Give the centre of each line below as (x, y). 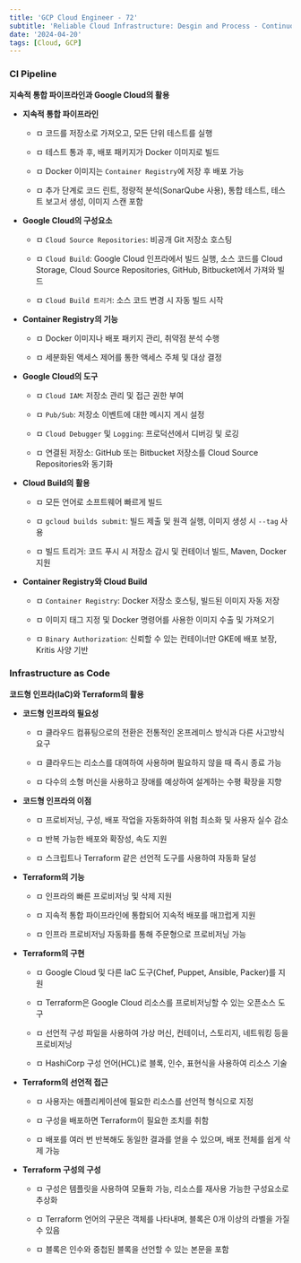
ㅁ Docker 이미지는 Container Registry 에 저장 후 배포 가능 (140, 170)
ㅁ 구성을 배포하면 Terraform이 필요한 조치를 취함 (122, 1120)
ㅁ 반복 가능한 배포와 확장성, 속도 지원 (101, 839)
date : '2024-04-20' (46, 34)
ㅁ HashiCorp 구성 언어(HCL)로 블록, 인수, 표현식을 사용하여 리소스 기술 (162, 1063)
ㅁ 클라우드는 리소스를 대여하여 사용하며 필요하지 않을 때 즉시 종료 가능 (159, 762)
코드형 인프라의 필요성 (60, 713)
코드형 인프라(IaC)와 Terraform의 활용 (77, 694)
